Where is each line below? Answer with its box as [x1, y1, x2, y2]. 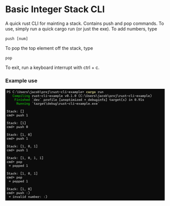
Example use [5, 77, 38, 84]
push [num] [5, 36, 28, 41]
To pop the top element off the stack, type [5, 45, 94, 51]
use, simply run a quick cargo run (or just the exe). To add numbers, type [5, 25, 158, 31]
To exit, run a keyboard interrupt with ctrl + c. [5, 64, 100, 71]
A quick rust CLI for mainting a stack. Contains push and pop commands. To [5, 20, 164, 26]
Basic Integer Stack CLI [5, 4, 105, 15]
